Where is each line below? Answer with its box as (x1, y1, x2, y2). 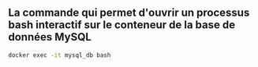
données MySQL (8, 30, 92, 44)
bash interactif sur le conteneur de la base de (8, 19, 235, 32)
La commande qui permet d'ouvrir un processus (8, 6, 250, 19)
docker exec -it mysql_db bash (8, 51, 111, 59)
